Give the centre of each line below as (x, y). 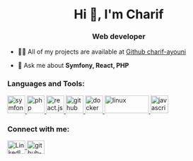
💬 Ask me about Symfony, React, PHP (73, 66)
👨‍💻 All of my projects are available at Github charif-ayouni (101, 52)
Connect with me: (39, 129)
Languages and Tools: (46, 84)
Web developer (119, 37)
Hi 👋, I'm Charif (119, 14)
